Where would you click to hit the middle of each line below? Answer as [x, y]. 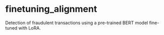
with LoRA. [30, 28]
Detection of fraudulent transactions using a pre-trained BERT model [77, 23]
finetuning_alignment [51, 9]
